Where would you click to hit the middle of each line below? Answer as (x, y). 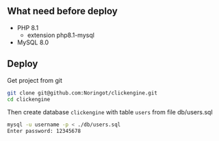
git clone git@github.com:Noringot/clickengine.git (82, 93)
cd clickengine (29, 99)
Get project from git (35, 80)
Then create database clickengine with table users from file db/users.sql (110, 112)
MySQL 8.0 (33, 42)
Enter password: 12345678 (44, 131)
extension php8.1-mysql (61, 35)
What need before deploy (62, 11)
